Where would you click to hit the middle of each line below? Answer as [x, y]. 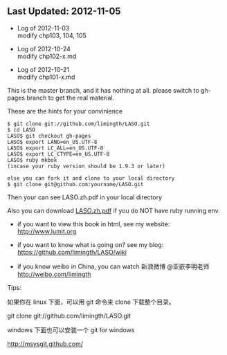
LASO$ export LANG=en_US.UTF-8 [52, 142]
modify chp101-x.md [46, 77]
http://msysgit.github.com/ [45, 344]
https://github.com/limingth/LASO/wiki [72, 252]
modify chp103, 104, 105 [52, 35]
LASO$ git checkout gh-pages [49, 136]
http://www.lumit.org [47, 231]
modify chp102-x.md [47, 56]
